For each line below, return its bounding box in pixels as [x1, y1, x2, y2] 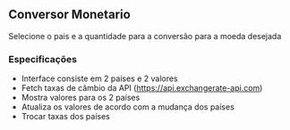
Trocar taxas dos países [21, 111, 111, 122]
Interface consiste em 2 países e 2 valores [21, 73, 178, 84]
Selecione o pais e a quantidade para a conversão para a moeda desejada [8, 30, 282, 41]
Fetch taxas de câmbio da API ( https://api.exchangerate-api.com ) [21, 83, 263, 93]
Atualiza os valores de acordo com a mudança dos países [21, 102, 235, 112]
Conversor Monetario [8, 7, 131, 22]
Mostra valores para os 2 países [21, 93, 141, 103]
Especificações [8, 53, 78, 65]
